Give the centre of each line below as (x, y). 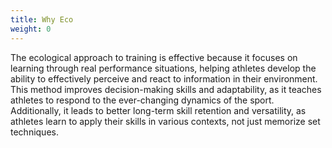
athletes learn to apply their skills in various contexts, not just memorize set (165, 121)
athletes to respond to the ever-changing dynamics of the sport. (142, 100)
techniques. (34, 132)
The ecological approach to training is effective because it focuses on (154, 57)
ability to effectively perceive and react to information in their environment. (164, 78)
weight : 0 (31, 29)
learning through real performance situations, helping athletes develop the (163, 68)
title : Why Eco (42, 19)
